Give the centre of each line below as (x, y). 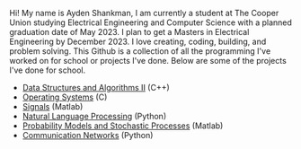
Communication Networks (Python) (88, 135)
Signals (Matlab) (53, 106)
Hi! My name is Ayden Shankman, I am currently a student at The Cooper (144, 13)
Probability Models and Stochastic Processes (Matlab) (123, 126)
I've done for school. (48, 70)
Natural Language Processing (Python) (94, 116)
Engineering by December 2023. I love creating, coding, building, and (138, 41)
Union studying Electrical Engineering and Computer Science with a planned (150, 22)
